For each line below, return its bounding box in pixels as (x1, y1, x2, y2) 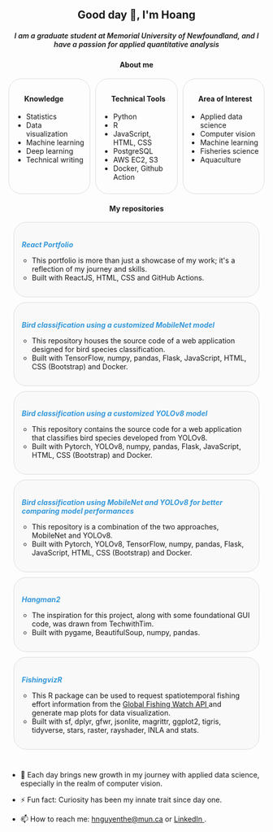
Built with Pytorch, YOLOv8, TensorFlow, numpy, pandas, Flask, (32, 538, 245, 549)
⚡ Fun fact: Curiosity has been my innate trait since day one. (19, 795, 223, 804)
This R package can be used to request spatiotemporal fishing (32, 690, 240, 700)
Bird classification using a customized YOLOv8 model (21, 408, 208, 419)
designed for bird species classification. (32, 344, 166, 354)
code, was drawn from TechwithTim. (32, 619, 154, 629)
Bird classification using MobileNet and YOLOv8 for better (21, 497, 223, 507)
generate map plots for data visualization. (32, 708, 171, 717)
